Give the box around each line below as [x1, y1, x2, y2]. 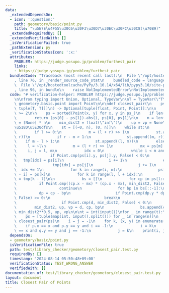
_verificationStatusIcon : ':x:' [10, 50, 78, 55]
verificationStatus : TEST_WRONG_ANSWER [10, 261, 94, 266]
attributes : [10, 54, 35, 60]
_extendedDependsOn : [10, 12, 53, 17]
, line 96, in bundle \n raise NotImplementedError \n [14, 87, 134, 92]
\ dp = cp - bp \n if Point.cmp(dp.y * [14, 190, 158, 196]
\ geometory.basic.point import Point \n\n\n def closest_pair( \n [14, 102, 152, 107]
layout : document [5, 275, 42, 280]
